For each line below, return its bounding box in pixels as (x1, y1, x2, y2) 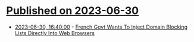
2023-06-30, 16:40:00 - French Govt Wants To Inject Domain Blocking (14, 23, 188, 30)
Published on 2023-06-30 (6, 4, 139, 17)
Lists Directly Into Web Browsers (14, 29, 95, 36)
